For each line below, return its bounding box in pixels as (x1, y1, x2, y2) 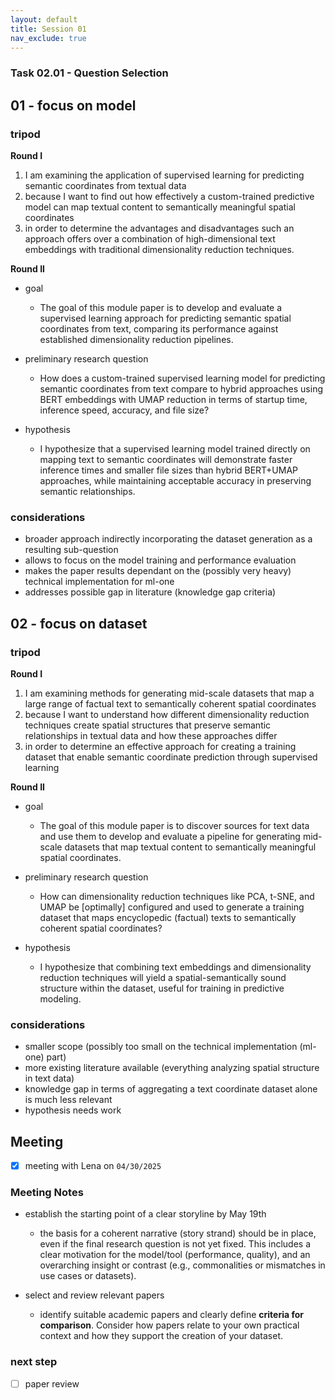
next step (10, 1355, 58, 1369)
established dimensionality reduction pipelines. (39, 333, 234, 345)
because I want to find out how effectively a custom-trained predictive (24, 190, 315, 202)
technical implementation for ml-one (24, 576, 175, 588)
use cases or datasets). (39, 1270, 137, 1282)
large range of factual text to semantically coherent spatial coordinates (24, 697, 317, 710)
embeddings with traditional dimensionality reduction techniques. (24, 243, 295, 255)
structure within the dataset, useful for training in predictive (39, 982, 285, 994)
